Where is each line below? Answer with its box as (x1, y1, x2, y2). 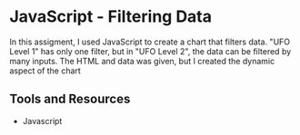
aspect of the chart (9, 65, 82, 76)
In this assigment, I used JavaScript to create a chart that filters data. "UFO (9, 36, 291, 47)
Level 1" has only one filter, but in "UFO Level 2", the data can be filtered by (9, 45, 292, 56)
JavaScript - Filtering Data (9, 6, 212, 27)
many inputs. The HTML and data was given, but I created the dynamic (9, 55, 275, 66)
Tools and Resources (9, 92, 131, 107)
